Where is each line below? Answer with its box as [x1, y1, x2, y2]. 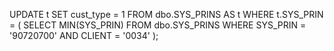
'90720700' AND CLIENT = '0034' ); [9, 30, 159, 41]
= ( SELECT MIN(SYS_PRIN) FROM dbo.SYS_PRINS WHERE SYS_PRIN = [9, 19, 307, 31]
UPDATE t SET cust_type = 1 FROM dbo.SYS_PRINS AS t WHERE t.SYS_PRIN [9, 9, 324, 20]
